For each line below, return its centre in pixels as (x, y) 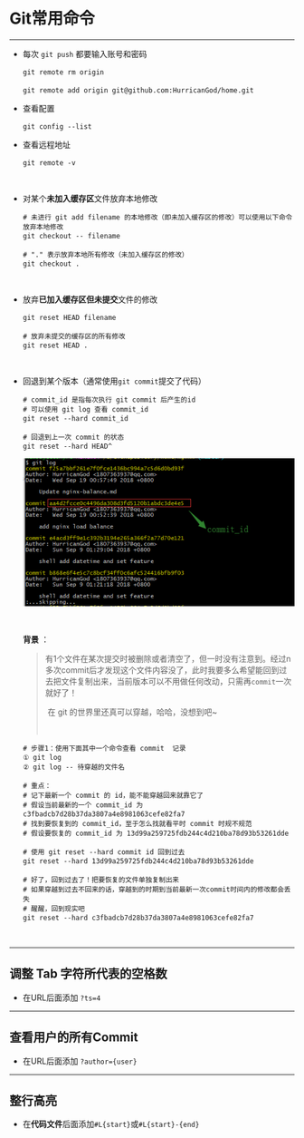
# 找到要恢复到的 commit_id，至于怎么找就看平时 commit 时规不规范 (137, 823)
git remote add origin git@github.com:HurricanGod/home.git (138, 90)
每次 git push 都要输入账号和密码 (85, 53)
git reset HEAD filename (69, 317)
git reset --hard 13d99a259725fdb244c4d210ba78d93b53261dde (138, 861)
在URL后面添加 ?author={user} (80, 1061)
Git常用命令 (52, 19)
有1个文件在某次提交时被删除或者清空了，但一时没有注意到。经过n (168, 658)
